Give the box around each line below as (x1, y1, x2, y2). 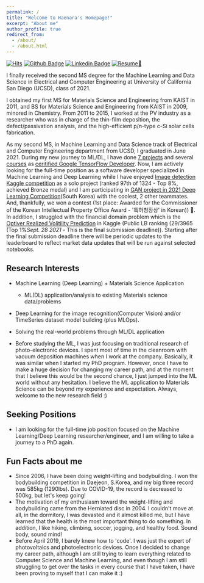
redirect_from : (6, 32, 45, 38)
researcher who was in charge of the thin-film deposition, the (6, 115, 160, 123)
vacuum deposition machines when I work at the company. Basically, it (15, 352, 193, 360)
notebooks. (6, 245, 35, 253)
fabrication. (6, 129, 35, 136)
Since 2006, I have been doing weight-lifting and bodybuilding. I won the (15, 473, 198, 480)
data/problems (24, 297, 62, 305)
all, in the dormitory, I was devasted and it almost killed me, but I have (15, 511, 190, 519)
